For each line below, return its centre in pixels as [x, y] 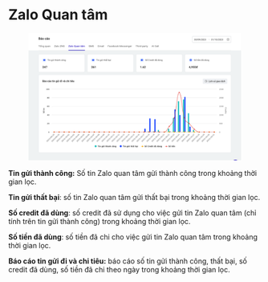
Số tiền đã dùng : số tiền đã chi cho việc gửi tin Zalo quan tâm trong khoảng [133, 237]
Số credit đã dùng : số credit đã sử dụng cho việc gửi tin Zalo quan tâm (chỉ [132, 213]
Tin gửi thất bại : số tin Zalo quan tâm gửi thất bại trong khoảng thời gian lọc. [134, 198]
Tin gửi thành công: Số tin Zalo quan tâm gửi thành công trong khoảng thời [133, 174]
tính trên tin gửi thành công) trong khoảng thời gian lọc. [99, 222]
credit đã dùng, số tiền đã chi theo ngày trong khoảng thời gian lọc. [119, 270]
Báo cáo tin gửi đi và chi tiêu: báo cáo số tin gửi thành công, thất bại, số [128, 261]
